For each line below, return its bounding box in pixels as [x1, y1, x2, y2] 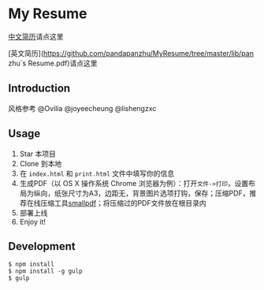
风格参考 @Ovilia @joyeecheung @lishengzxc [8, 103, 157, 113]
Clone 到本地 [19, 158, 62, 168]
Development [8, 240, 76, 253]
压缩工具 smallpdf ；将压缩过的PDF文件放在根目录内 [40, 198, 206, 207]
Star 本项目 [19, 149, 57, 158]
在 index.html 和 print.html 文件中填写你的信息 [19, 169, 175, 178]
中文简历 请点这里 [8, 32, 64, 41]
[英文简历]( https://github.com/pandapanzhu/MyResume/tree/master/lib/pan [8, 48, 255, 58]
